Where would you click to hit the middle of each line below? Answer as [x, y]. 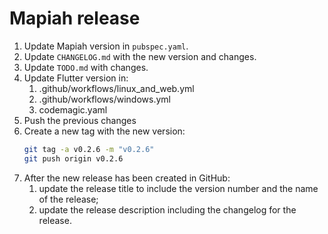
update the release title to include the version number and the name [178, 188]
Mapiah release [75, 18]
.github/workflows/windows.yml [104, 99]
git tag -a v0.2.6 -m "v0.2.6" [89, 149]
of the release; [68, 199]
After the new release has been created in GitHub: [127, 178]
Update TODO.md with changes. [86, 67]
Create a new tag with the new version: [104, 131]
